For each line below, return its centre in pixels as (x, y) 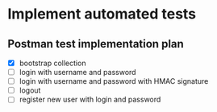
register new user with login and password (90, 100)
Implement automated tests (102, 14)
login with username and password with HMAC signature (114, 81)
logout (30, 90)
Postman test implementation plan (96, 44)
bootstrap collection (52, 63)
